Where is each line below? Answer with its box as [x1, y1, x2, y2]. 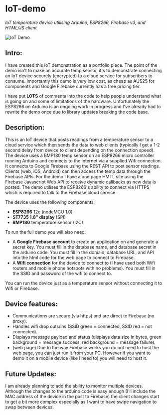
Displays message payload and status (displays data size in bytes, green [12, 334, 162, 340]
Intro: [5, 49, 22, 57]
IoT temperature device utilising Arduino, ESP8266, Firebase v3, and [5, 19, 146, 25]
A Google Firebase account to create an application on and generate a [12, 239, 159, 245]
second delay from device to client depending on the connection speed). [5, 147, 155, 153]
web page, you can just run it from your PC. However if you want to [12, 350, 151, 356]
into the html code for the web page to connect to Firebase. [12, 255, 135, 261]
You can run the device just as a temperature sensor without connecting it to [5, 280, 163, 286]
